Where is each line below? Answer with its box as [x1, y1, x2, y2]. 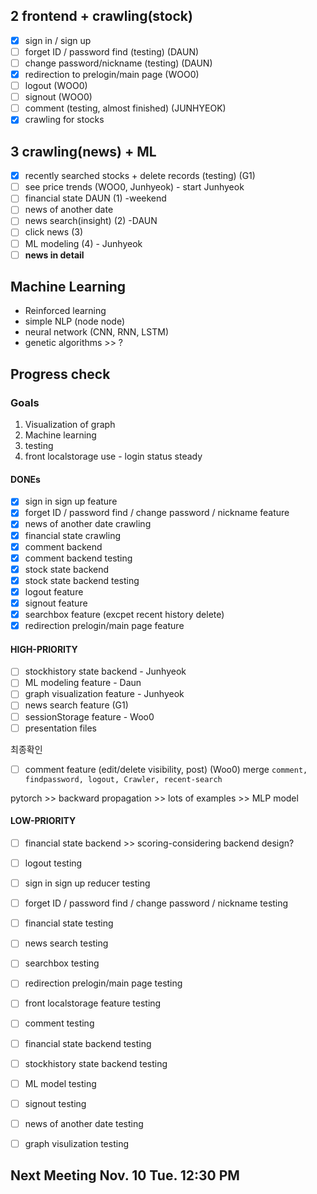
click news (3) [24, 226, 84, 238]
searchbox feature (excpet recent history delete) [24, 608, 225, 620]
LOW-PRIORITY [10, 815, 77, 827]
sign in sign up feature [24, 495, 118, 508]
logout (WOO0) [24, 80, 88, 92]
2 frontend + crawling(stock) [10, 8, 193, 25]
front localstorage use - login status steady [24, 450, 203, 463]
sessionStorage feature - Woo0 [24, 710, 155, 723]
